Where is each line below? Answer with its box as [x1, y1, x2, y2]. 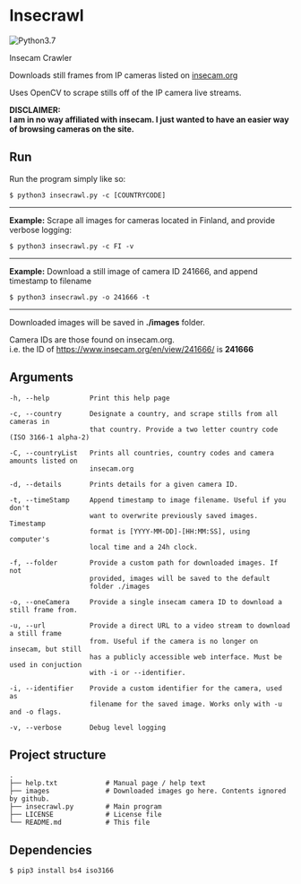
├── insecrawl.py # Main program [9, 802, 163, 811]
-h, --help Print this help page [9, 394, 170, 403]
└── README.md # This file [9, 818, 150, 828]
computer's [9, 534, 50, 543]
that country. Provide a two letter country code [89, 425, 279, 434]
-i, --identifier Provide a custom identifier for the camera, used [9, 683, 282, 693]
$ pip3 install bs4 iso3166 [9, 866, 115, 875]
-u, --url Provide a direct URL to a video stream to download [9, 620, 291, 630]
